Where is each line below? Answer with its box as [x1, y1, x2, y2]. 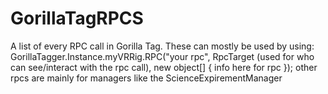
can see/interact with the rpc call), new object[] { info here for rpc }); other [10, 61, 318, 73]
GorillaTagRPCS [10, 7, 144, 30]
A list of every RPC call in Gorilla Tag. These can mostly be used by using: [10, 40, 315, 52]
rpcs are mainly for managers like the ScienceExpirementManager [10, 72, 283, 84]
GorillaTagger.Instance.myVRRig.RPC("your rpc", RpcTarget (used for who [10, 50, 315, 62]
